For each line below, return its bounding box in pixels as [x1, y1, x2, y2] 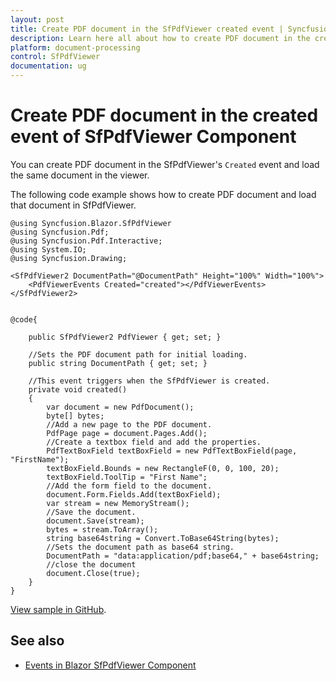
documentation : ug [10, 61, 87, 71]
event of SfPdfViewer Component [10, 126, 297, 148]
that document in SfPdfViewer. [10, 199, 137, 211]
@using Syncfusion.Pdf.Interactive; [10, 236, 163, 246]
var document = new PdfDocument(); [46, 402, 195, 412]
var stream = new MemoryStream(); [46, 498, 190, 508]
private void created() [28, 384, 128, 395]
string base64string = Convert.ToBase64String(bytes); [46, 533, 280, 543]
